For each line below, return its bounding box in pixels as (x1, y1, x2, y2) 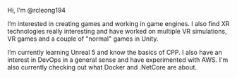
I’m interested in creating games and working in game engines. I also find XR (7, 20, 230, 27)
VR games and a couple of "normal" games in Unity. (7, 34, 159, 43)
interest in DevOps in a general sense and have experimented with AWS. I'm (7, 56, 229, 64)
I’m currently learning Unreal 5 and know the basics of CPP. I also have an (7, 48, 222, 56)
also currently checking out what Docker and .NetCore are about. (7, 63, 197, 71)
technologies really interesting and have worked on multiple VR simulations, (7, 27, 227, 35)
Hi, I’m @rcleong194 (7, 6, 66, 14)
